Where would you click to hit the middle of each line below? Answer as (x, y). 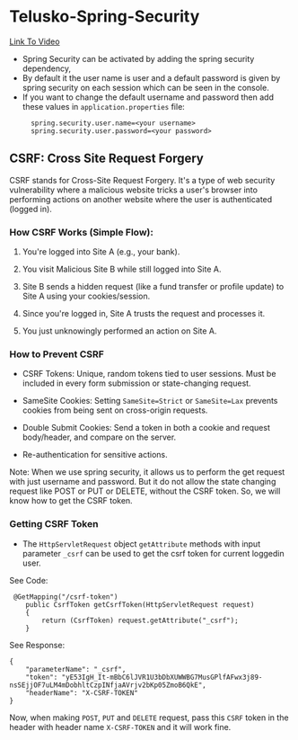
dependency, (47, 68)
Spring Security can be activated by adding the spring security (138, 58)
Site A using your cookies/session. (86, 296)
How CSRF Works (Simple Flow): (82, 232)
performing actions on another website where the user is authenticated (141, 199)
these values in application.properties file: (104, 106)
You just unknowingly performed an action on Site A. (119, 331)
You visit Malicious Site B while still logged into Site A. (122, 269)
